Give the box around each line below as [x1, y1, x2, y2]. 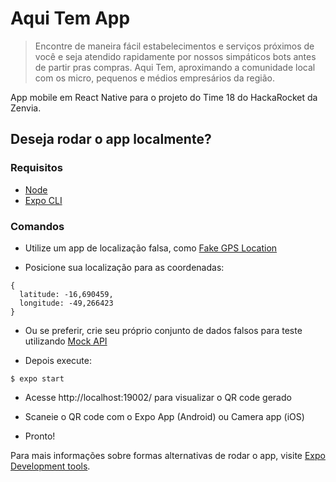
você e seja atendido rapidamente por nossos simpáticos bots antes [34, 50, 317, 62]
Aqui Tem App [10, 7, 131, 30]
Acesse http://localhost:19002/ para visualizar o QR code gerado [24, 391, 292, 403]
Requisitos [10, 161, 63, 175]
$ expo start [10, 373, 65, 384]
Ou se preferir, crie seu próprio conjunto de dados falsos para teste [24, 324, 303, 336]
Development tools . [10, 460, 91, 472]
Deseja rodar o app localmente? [10, 131, 212, 148]
